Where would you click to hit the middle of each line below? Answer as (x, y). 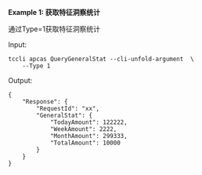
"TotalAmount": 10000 (85, 143)
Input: (18, 45)
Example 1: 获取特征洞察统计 (54, 12)
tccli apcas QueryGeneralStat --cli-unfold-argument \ (101, 59)
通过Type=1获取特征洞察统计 (54, 29)
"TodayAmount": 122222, (88, 122)
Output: (20, 80)
